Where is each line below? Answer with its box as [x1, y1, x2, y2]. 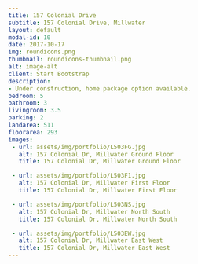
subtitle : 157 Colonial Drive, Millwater [8, 19, 146, 27]
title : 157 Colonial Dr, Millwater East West [18, 244, 170, 252]
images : [8, 135, 34, 144]
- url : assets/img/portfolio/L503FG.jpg [11, 143, 146, 151]
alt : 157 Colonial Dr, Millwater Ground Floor [18, 150, 174, 158]
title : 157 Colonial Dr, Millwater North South [18, 215, 178, 223]
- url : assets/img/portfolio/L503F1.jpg [11, 172, 146, 180]
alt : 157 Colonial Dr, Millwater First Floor [18, 179, 170, 187]
